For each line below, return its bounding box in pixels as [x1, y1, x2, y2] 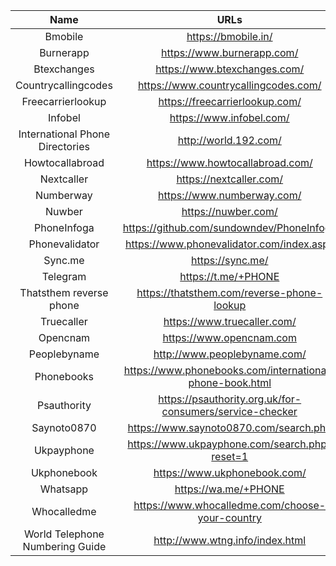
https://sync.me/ [191, 254, 269, 267]
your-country [197, 511, 262, 524]
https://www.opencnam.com [162, 331, 297, 344]
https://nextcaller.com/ [176, 172, 284, 186]
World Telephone [23, 527, 105, 541]
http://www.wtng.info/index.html [153, 534, 307, 547]
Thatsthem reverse [19, 286, 109, 299]
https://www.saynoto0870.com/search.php [127, 421, 332, 434]
